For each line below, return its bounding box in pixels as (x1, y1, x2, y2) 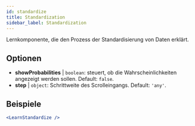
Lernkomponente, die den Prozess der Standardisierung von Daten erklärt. (6, 36, 189, 43)
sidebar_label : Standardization (6, 20, 86, 26)
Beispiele (6, 99, 42, 109)
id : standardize (6, 8, 47, 15)
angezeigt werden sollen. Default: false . (14, 75, 114, 83)
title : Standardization (6, 14, 66, 20)
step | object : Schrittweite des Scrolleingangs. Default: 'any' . (14, 81, 167, 89)
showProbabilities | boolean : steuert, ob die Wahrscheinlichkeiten (14, 69, 177, 76)
